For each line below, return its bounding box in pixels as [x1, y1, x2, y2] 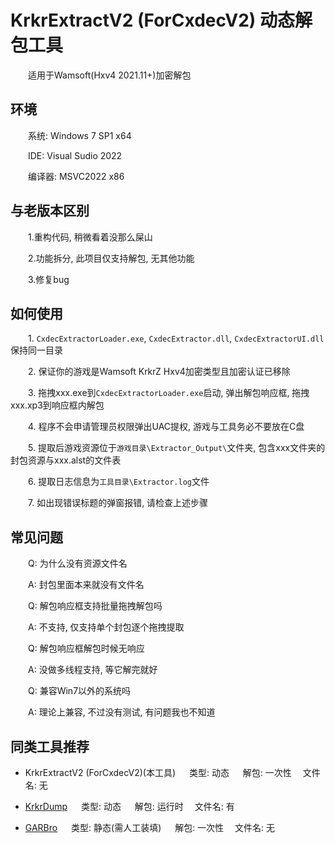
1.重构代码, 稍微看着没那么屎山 [28, 231, 153, 243]
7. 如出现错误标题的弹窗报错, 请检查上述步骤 [28, 497, 209, 509]
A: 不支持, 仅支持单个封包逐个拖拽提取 [28, 621, 185, 633]
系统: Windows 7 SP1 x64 [28, 129, 132, 141]
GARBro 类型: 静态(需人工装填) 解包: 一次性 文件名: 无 [24, 822, 276, 833]
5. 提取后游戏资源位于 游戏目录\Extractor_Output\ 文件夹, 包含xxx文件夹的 [28, 442, 326, 454]
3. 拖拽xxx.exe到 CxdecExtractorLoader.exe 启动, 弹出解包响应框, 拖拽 [28, 387, 310, 399]
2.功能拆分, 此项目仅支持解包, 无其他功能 [28, 252, 195, 264]
